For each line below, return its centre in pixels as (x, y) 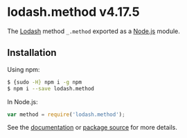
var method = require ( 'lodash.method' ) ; (66, 115)
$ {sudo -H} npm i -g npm (44, 82)
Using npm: (24, 69)
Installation (32, 53)
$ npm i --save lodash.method (51, 88)
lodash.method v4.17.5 (73, 12)
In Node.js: (23, 101)
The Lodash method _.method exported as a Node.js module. (93, 31)
